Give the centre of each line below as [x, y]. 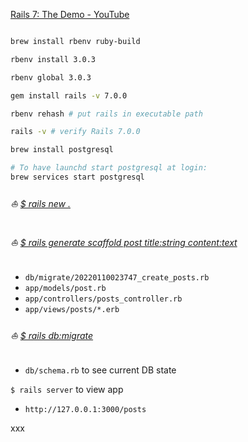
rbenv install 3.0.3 [53, 59]
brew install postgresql [62, 150]
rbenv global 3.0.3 [51, 77]
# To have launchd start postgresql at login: [109, 168]
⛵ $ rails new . [40, 204]
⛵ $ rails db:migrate [52, 336]
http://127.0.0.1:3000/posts [85, 409]
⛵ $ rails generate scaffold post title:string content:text [124, 243]
